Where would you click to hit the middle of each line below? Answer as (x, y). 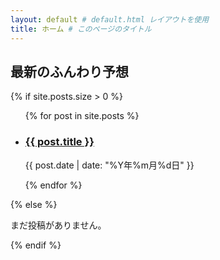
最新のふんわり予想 (69, 71)
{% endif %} (36, 245)
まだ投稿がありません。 (58, 225)
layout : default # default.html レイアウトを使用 (110, 19)
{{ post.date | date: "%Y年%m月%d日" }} (109, 165)
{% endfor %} (53, 185)
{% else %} (34, 204)
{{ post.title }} (59, 142)
